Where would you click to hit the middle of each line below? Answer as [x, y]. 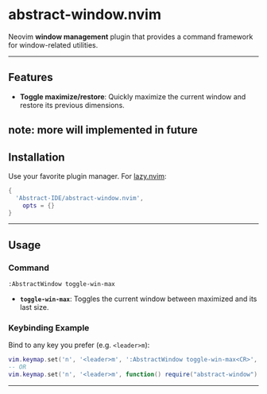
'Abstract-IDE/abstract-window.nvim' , [80, 198]
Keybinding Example [49, 328]
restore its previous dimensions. [72, 105]
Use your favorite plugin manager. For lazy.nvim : [87, 176]
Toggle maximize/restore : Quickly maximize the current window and [133, 96]
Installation [37, 157]
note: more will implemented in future [103, 130]
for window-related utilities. [53, 44]
